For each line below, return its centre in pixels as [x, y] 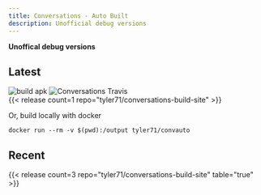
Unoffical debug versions [52, 46]
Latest [25, 72]
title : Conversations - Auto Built [68, 16]
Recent [27, 155]
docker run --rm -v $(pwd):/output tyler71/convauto [99, 130]
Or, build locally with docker [55, 116]
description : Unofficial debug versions [78, 23]
